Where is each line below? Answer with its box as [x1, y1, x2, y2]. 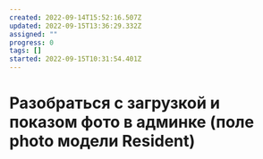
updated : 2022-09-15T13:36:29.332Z [9, 21, 142, 30]
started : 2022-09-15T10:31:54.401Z [9, 54, 142, 63]
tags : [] [9, 46, 42, 55]
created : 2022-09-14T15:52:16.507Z [9, 13, 142, 22]
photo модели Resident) [9, 131, 196, 152]
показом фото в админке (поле [9, 113, 255, 132]
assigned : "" [9, 29, 58, 38]
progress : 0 [9, 38, 54, 47]
